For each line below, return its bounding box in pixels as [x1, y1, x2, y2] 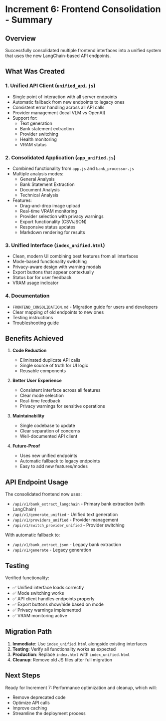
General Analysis [19, 176, 55, 182]
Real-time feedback [19, 398, 61, 404]
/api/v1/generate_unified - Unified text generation [12, 512, 118, 518]
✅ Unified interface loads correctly [12, 585, 84, 591]
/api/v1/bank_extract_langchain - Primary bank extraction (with [12, 501, 145, 507]
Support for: [12, 115, 38, 121]
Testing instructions [12, 314, 53, 320]
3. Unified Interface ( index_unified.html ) [5, 242, 105, 249]
